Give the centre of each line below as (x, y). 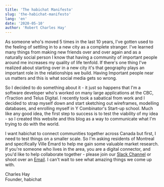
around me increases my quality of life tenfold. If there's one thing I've (76, 63)
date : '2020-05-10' (25, 23)
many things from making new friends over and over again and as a (73, 52)
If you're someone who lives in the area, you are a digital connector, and (78, 149)
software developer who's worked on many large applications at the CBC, (79, 93)
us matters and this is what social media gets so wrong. (61, 78)
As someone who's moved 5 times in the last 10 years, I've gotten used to (79, 42)
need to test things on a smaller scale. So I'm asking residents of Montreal (80, 139)
